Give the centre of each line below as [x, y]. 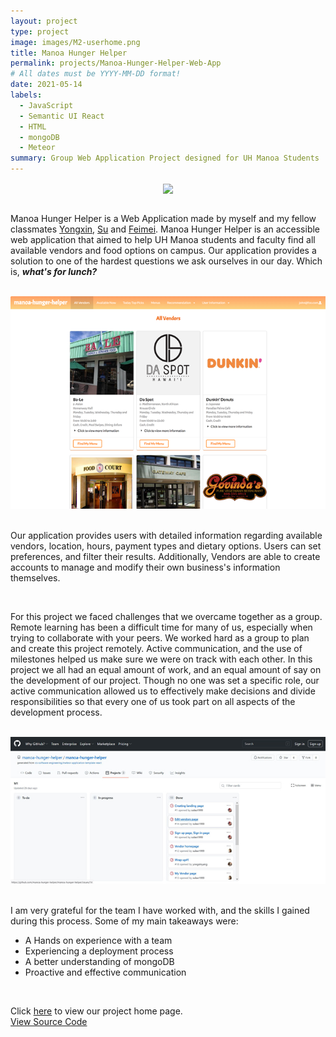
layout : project [44, 21]
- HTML [33, 126]
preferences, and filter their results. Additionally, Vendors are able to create [165, 556]
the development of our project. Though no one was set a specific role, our [165, 680]
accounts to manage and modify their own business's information [145, 567]
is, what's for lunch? [54, 272]
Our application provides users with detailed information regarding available [166, 535]
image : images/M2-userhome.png [75, 42]
